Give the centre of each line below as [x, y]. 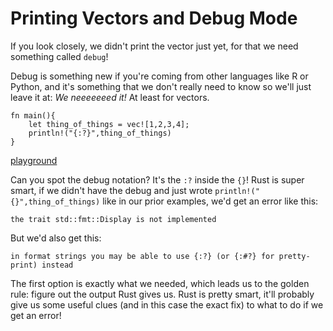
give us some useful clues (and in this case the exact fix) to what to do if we [167, 304]
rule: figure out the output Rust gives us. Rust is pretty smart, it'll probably [162, 294]
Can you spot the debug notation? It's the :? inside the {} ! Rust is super [157, 179]
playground [34, 160]
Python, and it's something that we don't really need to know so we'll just [161, 86]
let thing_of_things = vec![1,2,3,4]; [109, 124]
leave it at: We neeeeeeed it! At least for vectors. [110, 97]
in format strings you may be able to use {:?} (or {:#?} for [142, 256]
